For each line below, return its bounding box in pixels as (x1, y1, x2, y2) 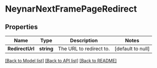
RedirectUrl (7, 45, 35, 52)
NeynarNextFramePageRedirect (5, 3, 137, 15)
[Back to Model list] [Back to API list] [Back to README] (5, 58, 117, 64)
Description (70, 37, 98, 44)
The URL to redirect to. (58, 45, 110, 52)
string (39, 45, 54, 52)
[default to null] (114, 45, 150, 52)
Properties (5, 23, 38, 31)
